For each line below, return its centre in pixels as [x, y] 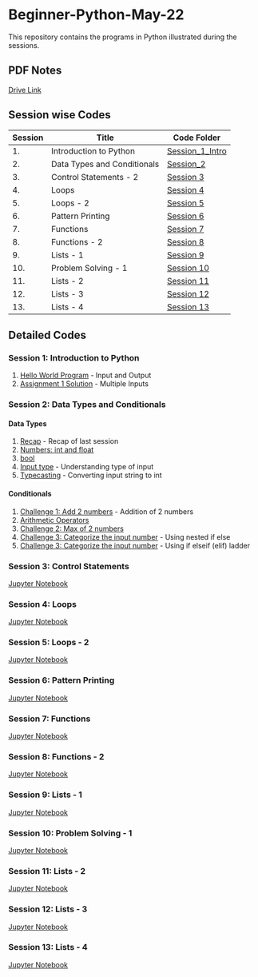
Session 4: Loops [43, 604]
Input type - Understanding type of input [87, 467]
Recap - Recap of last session [69, 441]
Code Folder [197, 138]
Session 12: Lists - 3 [48, 909]
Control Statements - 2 [95, 177]
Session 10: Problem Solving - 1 [70, 833]
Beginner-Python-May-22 [96, 15]
